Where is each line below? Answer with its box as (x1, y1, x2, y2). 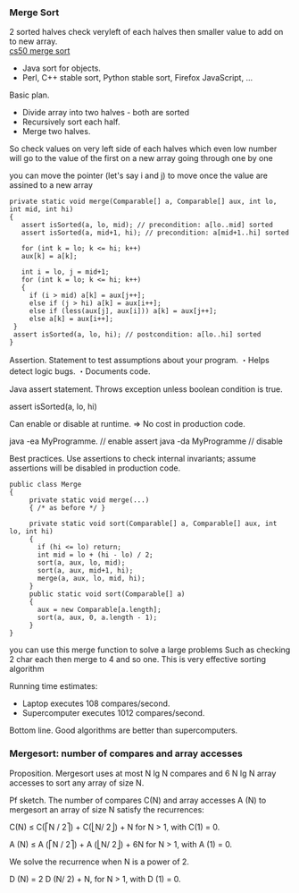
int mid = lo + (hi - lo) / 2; (37, 550, 154, 560)
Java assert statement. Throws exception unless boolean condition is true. (9, 384, 283, 395)
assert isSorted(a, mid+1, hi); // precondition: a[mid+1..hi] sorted (21, 228, 290, 238)
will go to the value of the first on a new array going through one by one (9, 153, 274, 164)
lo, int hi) (9, 527, 54, 536)
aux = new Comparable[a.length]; (37, 606, 162, 615)
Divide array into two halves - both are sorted (21, 107, 190, 118)
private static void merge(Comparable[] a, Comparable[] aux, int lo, (9, 197, 278, 207)
